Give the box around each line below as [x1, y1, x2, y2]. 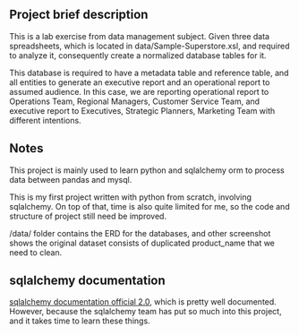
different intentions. [9, 115, 82, 125]
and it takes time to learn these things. [9, 315, 150, 326]
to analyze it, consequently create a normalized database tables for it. [9, 49, 267, 61]
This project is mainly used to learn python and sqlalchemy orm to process [9, 165, 285, 176]
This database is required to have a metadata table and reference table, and [9, 67, 289, 78]
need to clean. [9, 246, 63, 258]
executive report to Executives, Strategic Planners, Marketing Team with [9, 105, 276, 116]
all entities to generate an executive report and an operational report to [9, 76, 270, 88]
